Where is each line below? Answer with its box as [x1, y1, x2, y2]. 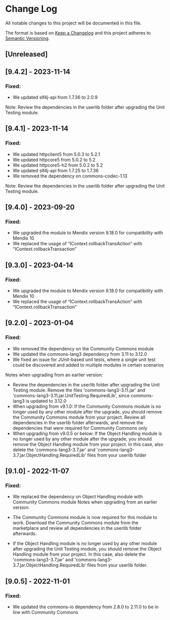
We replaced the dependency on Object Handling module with [12, 494, 143, 500]
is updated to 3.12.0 [25, 398, 67, 404]
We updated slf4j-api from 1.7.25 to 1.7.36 [12, 167, 99, 173]
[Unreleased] [5, 50, 48, 59]
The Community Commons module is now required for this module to [12, 514, 157, 521]
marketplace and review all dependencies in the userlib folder [12, 525, 142, 531]
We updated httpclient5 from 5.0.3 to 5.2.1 [12, 151, 100, 157]
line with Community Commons [12, 609, 79, 615]
